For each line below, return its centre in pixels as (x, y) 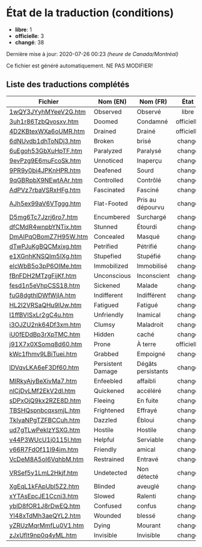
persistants (152, 371)
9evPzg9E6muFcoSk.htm (45, 161)
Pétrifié (147, 246)
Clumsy (105, 324)
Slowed (105, 496)
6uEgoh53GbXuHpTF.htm (46, 150)
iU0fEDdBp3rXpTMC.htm (45, 334)
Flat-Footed (111, 203)
